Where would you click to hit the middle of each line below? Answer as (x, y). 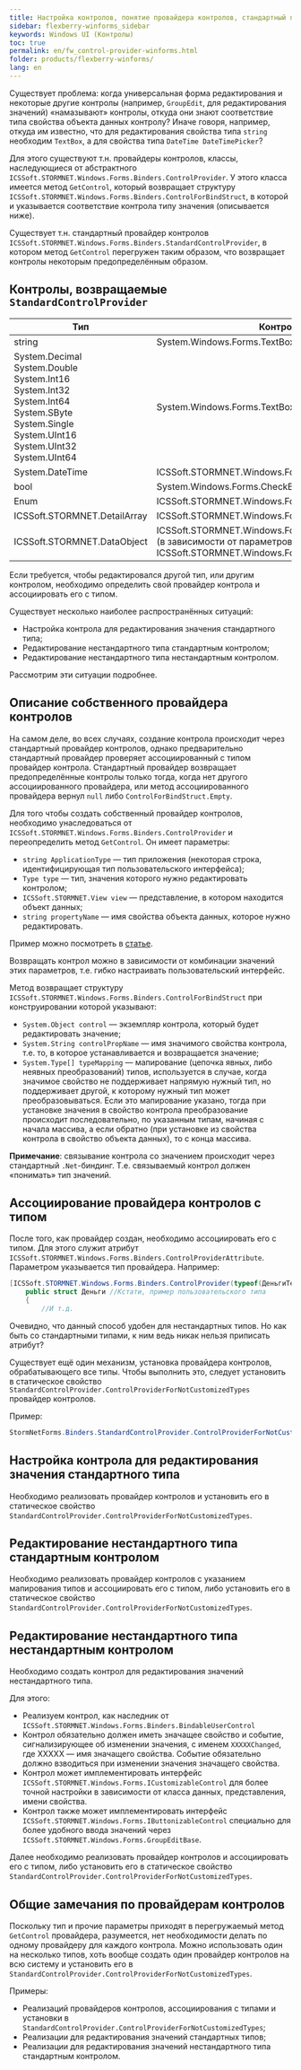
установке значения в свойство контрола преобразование (135, 1110)
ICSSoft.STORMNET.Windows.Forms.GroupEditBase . (112, 1839)
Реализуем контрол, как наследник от (95, 1716)
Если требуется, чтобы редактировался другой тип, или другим (132, 574)
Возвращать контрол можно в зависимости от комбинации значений (142, 960)
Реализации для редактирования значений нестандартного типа (146, 2046)
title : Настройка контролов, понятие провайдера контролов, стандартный (148, 17)
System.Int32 (42, 389)
